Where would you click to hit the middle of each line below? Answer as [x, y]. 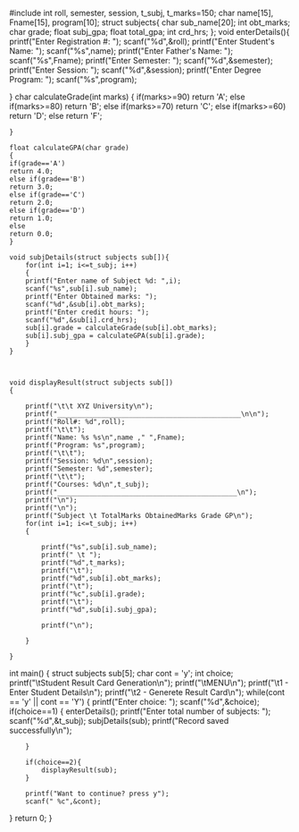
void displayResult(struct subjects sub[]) [91, 383]
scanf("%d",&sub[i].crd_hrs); [82, 320]
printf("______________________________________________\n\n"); [147, 414]
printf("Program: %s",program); [85, 446]
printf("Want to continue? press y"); [97, 794]
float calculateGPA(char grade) [69, 148]
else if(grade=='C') [48, 195]
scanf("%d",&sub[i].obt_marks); [85, 304]
